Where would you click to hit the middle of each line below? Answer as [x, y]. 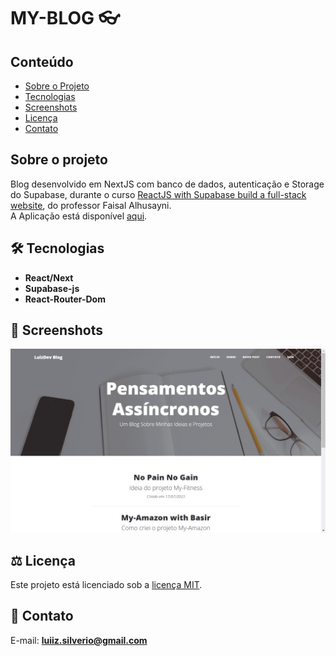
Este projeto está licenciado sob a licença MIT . [106, 585]
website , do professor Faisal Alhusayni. [91, 205]
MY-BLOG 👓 [65, 18]
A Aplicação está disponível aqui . [79, 216]
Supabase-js [52, 288]
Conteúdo [42, 61]
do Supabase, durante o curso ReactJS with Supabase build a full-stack [158, 194]
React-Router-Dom [65, 299]
